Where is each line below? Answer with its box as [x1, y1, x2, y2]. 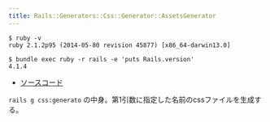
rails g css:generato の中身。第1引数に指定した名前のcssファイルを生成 [8, 95, 255, 104]
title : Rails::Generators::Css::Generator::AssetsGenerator [8, 11, 217, 20]
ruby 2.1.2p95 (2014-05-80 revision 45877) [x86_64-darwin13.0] [8, 41, 231, 49]
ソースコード [20, 78, 63, 87]
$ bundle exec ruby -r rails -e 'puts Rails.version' [8, 55, 195, 63]
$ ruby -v [8, 34, 42, 42]
